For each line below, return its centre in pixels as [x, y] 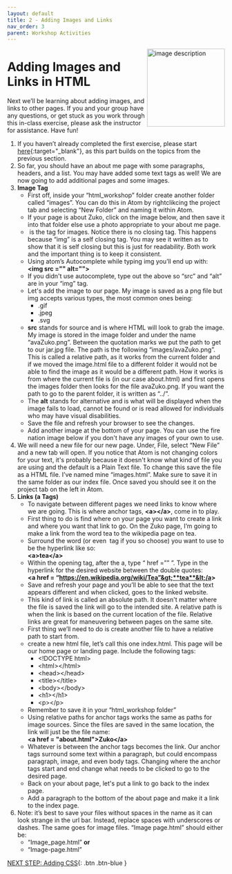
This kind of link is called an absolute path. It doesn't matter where [122, 600]
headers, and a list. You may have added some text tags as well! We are [119, 173]
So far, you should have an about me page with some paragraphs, [111, 166]
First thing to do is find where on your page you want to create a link [125, 519]
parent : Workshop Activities [49, 33]
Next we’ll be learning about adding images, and [76, 101]
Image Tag [32, 188]
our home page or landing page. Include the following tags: [112, 651]
